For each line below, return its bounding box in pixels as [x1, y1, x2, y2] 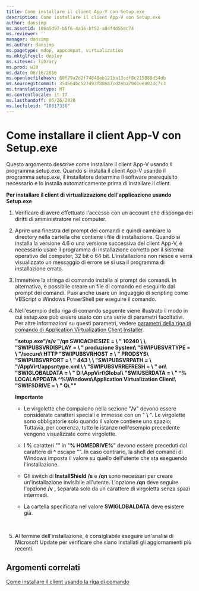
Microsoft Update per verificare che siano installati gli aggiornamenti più [14, 539, 192, 546]
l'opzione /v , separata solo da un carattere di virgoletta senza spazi [23, 485, 191, 492]
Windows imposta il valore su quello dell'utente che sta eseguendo [23, 455, 188, 462]
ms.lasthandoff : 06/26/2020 [6, 97, 76, 103]
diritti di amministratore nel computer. [14, 216, 107, 223]
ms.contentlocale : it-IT [6, 92, 68, 98]
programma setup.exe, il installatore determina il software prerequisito [6, 173, 178, 181]
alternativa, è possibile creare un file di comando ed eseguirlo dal [14, 283, 175, 290]
